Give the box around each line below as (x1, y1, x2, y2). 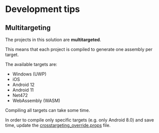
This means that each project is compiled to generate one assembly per (5, 46, 153, 52)
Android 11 (12, 87, 34, 93)
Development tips (5, 3, 80, 15)
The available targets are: (5, 61, 57, 67)
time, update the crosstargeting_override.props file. (5, 122, 111, 128)
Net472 (12, 92, 28, 98)
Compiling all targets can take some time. (5, 107, 90, 113)
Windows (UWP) (12, 71, 47, 77)
